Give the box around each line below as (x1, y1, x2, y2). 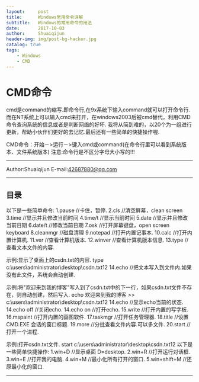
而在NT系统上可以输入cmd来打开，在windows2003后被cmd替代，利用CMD (6, 114, 191, 121)
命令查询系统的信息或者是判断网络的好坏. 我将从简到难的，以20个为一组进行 (6, 121, 192, 128)
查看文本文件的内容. (6, 244, 55, 251)
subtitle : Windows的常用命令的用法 (6, 20, 92, 25)
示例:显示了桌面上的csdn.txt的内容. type (6, 256, 104, 264)
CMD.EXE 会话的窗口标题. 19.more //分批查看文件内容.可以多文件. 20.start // (6, 321, 191, 328)
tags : (6, 47, 20, 53)
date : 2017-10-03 (6, 25, 65, 31)
